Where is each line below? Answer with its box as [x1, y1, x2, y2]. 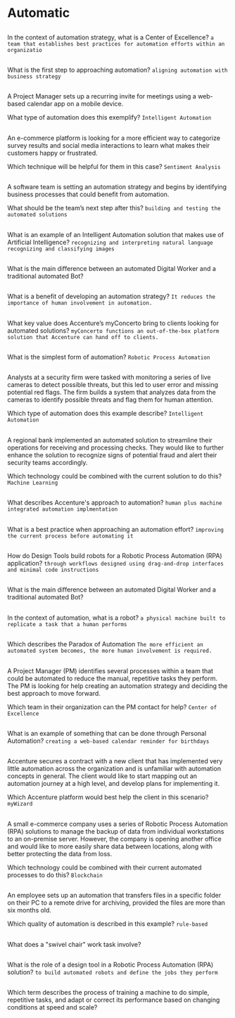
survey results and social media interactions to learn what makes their [7, 141, 210, 149]
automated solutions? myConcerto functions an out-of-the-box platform [7, 326, 220, 335]
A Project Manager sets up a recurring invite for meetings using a [7, 92, 197, 101]
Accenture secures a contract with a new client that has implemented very [7, 757, 223, 765]
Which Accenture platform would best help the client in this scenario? [7, 793, 209, 801]
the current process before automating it [7, 533, 134, 540]
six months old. [7, 906, 51, 915]
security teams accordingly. [7, 458, 88, 466]
